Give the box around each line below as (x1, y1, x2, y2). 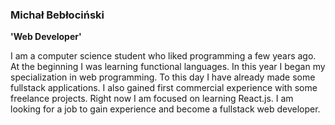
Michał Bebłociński (10, 8, 105, 22)
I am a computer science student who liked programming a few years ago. (10, 50, 317, 62)
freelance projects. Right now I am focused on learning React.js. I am (10, 93, 294, 105)
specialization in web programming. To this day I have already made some (10, 71, 316, 83)
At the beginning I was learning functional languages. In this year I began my (10, 61, 326, 73)
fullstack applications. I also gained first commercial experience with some (10, 82, 318, 94)
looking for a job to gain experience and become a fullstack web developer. (10, 103, 321, 115)
